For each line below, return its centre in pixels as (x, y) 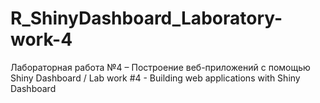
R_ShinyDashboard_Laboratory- (146, 18)
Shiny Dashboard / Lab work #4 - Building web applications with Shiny (155, 78)
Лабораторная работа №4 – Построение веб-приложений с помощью (160, 67)
